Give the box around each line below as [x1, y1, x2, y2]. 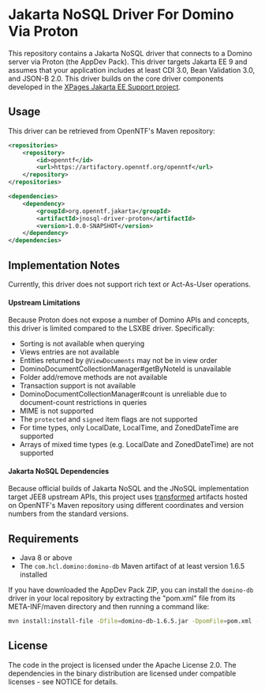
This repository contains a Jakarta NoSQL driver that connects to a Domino [8, 48, 252, 58]
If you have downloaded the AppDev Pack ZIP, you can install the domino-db [8, 585, 254, 595]
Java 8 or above [19, 553, 73, 562]
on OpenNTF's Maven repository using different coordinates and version [8, 501, 244, 510]
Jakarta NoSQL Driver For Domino [8, 6, 234, 24]
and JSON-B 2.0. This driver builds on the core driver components [8, 74, 224, 83]
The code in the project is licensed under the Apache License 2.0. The [8, 660, 237, 669]
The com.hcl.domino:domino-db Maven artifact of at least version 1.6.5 [19, 562, 245, 571]
